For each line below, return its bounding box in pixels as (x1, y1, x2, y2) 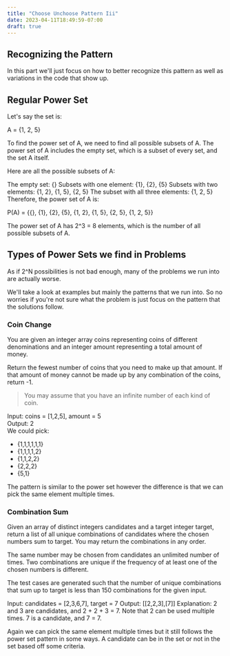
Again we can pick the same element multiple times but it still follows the (7, 628, 213, 636)
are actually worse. (7, 274, 61, 283)
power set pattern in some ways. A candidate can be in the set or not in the (7, 635, 220, 643)
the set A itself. (7, 154, 50, 162)
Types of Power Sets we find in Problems (7, 249, 187, 260)
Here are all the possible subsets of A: (7, 167, 116, 175)
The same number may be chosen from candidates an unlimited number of (7, 551, 220, 559)
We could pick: (7, 427, 50, 435)
